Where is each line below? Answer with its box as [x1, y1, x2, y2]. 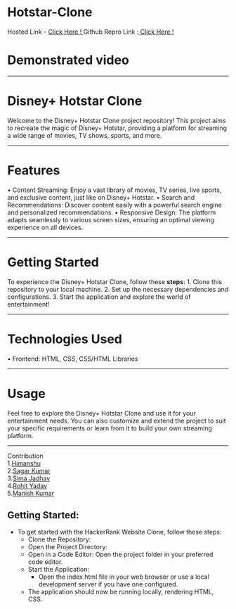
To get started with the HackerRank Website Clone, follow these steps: [17, 528, 222, 537]
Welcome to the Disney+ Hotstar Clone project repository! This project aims [7, 116, 226, 124]
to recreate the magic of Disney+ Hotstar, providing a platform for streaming [7, 124, 227, 132]
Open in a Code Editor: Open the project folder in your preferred [27, 550, 214, 559]
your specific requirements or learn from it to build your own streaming [7, 423, 213, 432]
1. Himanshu [7, 459, 41, 468]
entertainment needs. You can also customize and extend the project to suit [7, 416, 226, 425]
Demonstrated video [7, 52, 130, 68]
